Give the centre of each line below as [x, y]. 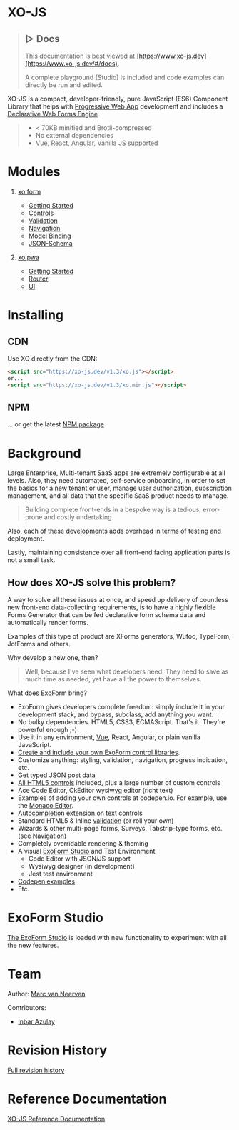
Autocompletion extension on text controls [80, 813]
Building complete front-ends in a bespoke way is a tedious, [113, 510]
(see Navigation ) [42, 836]
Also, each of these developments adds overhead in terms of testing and [115, 531]
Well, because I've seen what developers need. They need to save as [127, 671]
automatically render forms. [48, 623]
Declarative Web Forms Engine [53, 114]
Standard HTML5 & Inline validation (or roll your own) [96, 821]
